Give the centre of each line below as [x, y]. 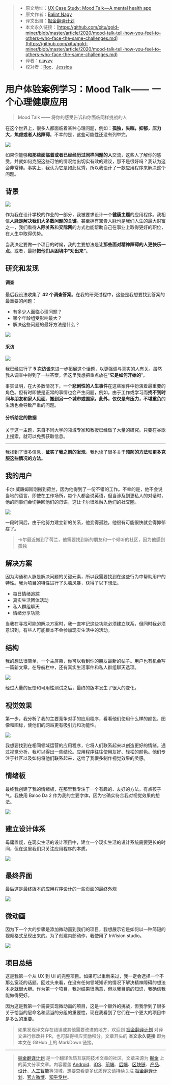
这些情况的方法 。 [27, 458]
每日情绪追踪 [26, 594]
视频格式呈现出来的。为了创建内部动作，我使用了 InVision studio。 [75, 936]
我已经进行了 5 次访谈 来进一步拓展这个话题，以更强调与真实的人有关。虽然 [83, 369]
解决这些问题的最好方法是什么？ [46, 325]
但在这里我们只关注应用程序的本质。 [52, 848]
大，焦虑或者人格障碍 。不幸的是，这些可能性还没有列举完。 [68, 134]
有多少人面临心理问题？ [37, 312]
